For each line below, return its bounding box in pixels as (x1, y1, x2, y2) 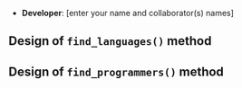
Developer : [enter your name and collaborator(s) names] (21, 8, 235, 18)
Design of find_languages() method (8, 33, 212, 48)
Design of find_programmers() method (8, 64, 224, 79)
